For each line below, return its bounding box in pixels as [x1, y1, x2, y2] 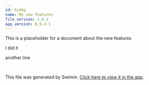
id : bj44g [5, 7, 26, 13]
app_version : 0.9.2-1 [5, 21, 51, 27]
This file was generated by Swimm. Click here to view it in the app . [5, 74, 144, 80]
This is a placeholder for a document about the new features [5, 35, 132, 41]
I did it [5, 45, 19, 51]
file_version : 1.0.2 [5, 17, 49, 22]
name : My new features [5, 12, 53, 17]
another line [5, 55, 30, 61]
